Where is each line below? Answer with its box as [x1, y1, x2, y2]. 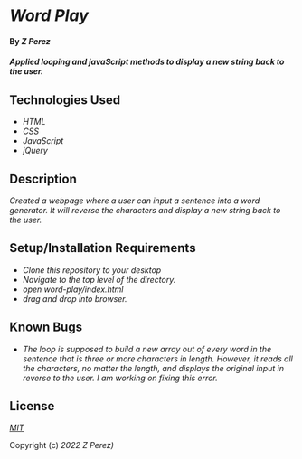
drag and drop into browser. [22, 293, 128, 304]
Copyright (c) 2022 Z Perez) [9, 440, 115, 451]
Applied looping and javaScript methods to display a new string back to [9, 56, 285, 68]
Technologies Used [9, 92, 120, 108]
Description [9, 171, 77, 186]
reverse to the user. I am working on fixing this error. [22, 372, 219, 383]
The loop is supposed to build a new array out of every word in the [22, 343, 272, 354]
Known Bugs [9, 320, 83, 335]
